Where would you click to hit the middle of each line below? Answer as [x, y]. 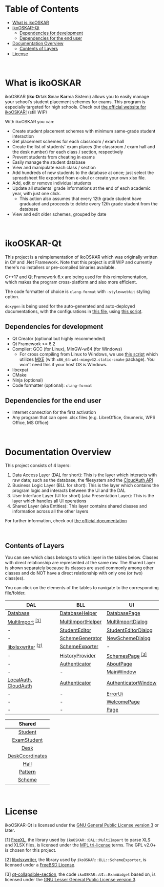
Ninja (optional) [28, 380]
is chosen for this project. [31, 850]
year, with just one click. [36, 193]
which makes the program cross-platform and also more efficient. [71, 282]
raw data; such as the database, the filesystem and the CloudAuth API [82, 480]
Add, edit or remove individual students [52, 183]
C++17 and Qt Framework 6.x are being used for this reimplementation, [76, 277]
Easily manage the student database [49, 162]
